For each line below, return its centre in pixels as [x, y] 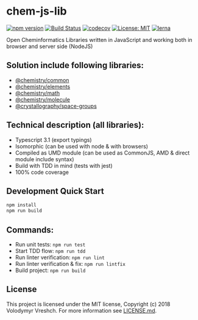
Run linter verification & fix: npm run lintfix [70, 263]
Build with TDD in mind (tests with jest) [64, 165]
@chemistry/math [37, 93]
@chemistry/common [42, 80]
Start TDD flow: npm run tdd [50, 251]
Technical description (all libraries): [75, 125]
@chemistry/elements [43, 86]
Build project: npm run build [50, 270]
